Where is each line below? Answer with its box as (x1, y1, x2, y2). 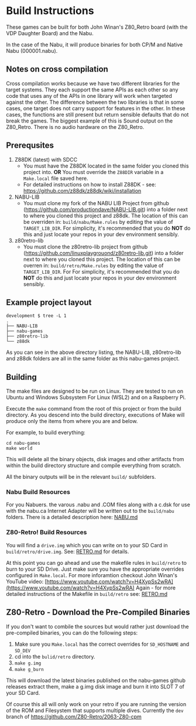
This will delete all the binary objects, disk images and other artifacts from (6, 456, 184, 463)
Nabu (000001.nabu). (6, 47, 58, 54)
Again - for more (135, 584, 176, 591)
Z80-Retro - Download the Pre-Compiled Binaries (6, 608, 190, 618)
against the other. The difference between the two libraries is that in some (6, 98, 184, 105)
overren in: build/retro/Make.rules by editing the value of (23, 262, 164, 269)
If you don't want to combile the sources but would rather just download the (6, 623, 189, 630)
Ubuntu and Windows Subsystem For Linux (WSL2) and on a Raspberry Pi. (6, 394, 186, 401)
